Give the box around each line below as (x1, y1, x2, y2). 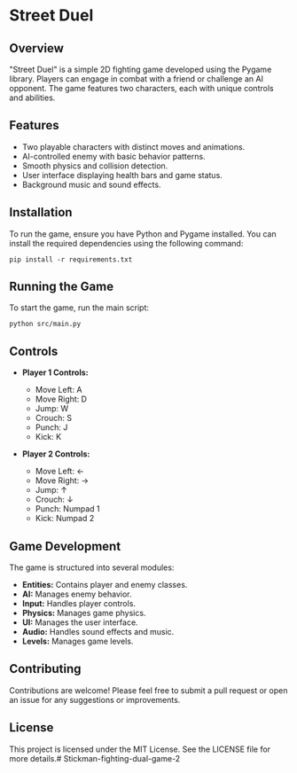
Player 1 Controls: (21, 367, 89, 378)
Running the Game (9, 279, 113, 294)
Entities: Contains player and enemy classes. (21, 580, 188, 590)
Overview (9, 41, 65, 56)
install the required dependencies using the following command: (9, 238, 244, 248)
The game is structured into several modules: (9, 562, 175, 573)
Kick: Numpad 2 (35, 513, 95, 524)
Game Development (9, 538, 121, 554)
